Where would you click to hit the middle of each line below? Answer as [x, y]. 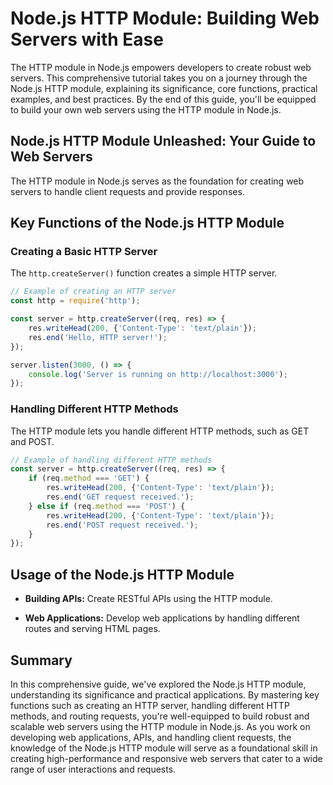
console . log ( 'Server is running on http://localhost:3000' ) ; [158, 374]
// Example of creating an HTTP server [93, 292]
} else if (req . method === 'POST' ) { [107, 506]
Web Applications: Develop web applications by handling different [162, 618]
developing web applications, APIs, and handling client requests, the [151, 737]
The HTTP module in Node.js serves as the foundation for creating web [157, 181]
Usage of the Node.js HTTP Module [122, 574]
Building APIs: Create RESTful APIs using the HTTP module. [148, 599]
